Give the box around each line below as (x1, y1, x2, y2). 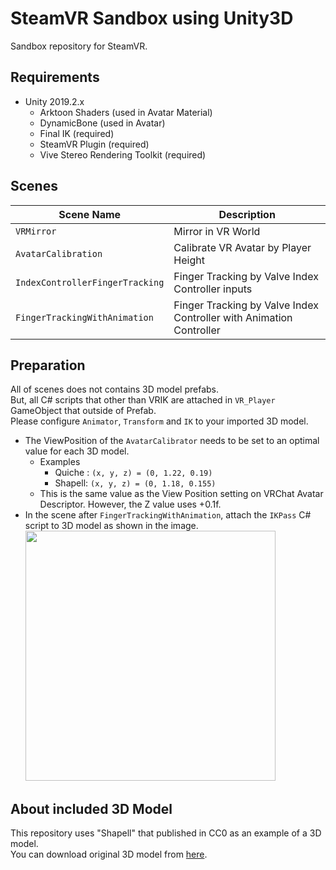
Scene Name (58, 207, 122, 221)
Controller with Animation (173, 310, 293, 324)
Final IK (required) (39, 127, 115, 139)
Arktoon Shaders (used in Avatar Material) (39, 106, 213, 118)
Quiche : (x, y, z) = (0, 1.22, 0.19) (54, 467, 213, 479)
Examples (39, 456, 81, 468)
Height (173, 253, 205, 267)
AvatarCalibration (15, 248, 103, 259)
